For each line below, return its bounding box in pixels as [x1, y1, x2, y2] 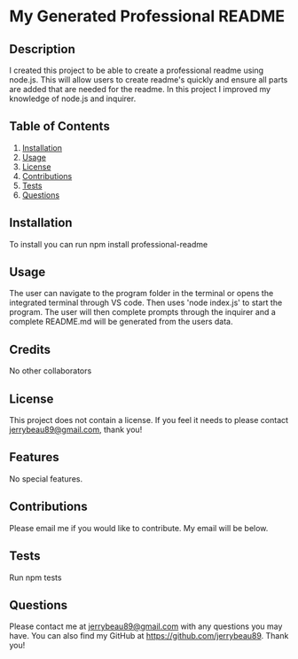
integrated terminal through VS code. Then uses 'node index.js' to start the [9, 297, 283, 308]
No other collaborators [9, 365, 92, 376]
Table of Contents [9, 119, 111, 134]
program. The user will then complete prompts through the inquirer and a [9, 307, 277, 318]
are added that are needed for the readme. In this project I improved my [9, 84, 271, 94]
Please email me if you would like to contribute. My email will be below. [9, 522, 269, 533]
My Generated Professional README [9, 6, 286, 27]
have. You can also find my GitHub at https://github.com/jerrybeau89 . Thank [9, 631, 289, 641]
